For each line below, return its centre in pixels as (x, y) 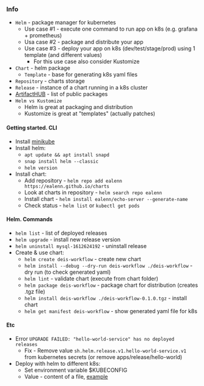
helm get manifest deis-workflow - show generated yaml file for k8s (111, 311)
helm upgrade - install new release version (68, 239)
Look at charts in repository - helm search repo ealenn (93, 192)
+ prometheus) (43, 36)
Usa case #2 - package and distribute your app (84, 42)
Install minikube (35, 141)
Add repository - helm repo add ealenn (73, 180)
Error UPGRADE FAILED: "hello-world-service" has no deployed (95, 338)
